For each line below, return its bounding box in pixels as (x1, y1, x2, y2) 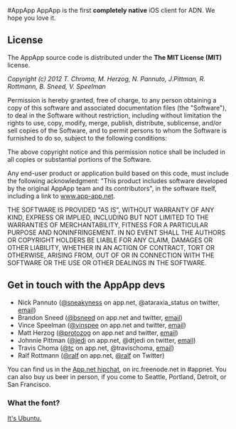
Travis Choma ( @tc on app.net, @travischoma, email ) (17, 343, 174, 352)
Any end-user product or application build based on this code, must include (7, 169, 229, 177)
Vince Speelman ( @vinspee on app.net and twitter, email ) (17, 321, 186, 329)
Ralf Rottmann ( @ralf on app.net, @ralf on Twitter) (17, 351, 165, 359)
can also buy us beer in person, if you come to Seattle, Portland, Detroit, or (7, 372, 227, 381)
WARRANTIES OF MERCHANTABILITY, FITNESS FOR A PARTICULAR (7, 220, 208, 229)
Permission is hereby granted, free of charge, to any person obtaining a (7, 95, 217, 104)
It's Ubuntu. (7, 413, 42, 423)
